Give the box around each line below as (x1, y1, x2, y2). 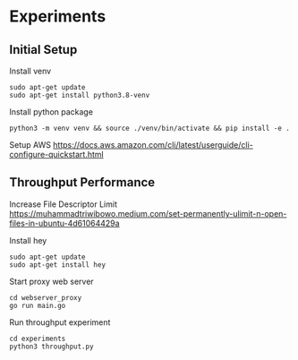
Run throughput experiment (9, 316, 111, 328)
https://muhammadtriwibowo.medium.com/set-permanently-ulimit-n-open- (9, 208, 287, 219)
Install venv (9, 65, 52, 76)
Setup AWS (9, 140, 52, 150)
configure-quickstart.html (9, 150, 105, 159)
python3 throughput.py (9, 342, 94, 351)
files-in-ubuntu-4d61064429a (9, 218, 120, 228)
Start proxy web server (9, 276, 94, 287)
